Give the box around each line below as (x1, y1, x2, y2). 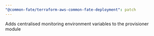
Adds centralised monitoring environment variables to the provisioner (5, 21, 149, 27)
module (5, 26, 21, 32)
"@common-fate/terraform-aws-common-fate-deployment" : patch (5, 7, 136, 12)
